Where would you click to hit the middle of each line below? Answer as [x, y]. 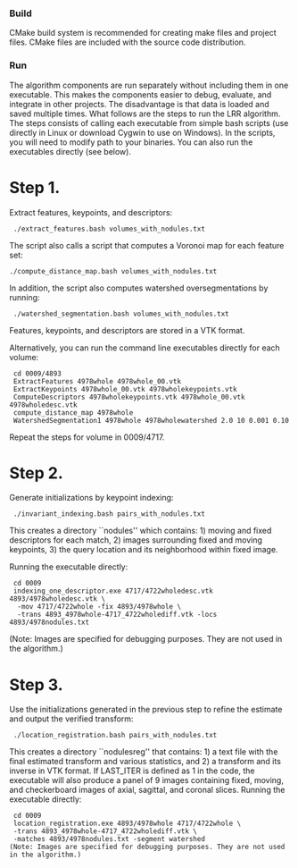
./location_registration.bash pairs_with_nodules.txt [115, 736]
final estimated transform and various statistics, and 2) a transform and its [145, 762]
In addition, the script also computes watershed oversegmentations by [139, 288]
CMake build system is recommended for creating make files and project [143, 33]
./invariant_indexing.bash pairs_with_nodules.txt [109, 514]
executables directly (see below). [70, 151]
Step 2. [37, 473]
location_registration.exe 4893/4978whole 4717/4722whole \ [127, 824]
